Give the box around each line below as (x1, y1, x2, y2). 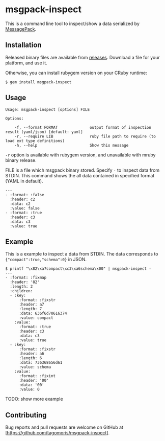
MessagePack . (5, 26, 37, 32)
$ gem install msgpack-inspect (5, 79, 72, 85)
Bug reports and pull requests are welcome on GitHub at (5, 424, 124, 430)
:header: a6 (18, 351, 44, 356)
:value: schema (18, 364, 51, 370)
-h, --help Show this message (14, 143, 129, 148)
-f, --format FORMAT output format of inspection (14, 125, 152, 130)
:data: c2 (10, 201, 31, 206)
